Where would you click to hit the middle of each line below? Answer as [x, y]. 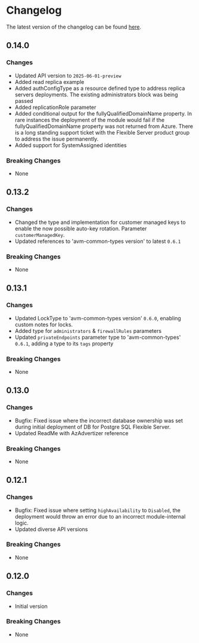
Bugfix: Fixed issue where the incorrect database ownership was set [99, 420]
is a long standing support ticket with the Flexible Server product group [102, 132]
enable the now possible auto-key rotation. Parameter [81, 228]
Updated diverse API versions [51, 529]
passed [24, 101]
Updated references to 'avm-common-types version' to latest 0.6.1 [98, 241]
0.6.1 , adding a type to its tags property [64, 344]
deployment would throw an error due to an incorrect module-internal [100, 516]
